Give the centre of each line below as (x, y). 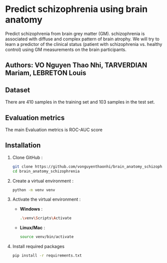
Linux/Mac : (32, 228)
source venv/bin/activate (47, 237)
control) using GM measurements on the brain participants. (66, 49)
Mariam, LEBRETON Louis (46, 73)
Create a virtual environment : (43, 181)
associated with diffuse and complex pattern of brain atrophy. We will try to (82, 39)
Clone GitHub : (27, 157)
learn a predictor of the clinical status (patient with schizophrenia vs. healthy (84, 44)
